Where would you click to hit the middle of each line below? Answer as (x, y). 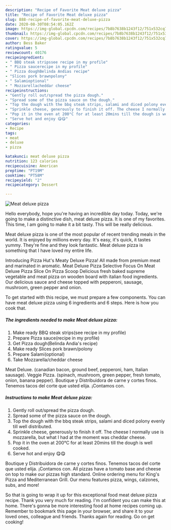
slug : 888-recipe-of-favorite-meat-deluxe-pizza (58, 19)
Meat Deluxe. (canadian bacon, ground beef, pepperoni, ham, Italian (77, 370)
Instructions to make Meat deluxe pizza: (49, 397)
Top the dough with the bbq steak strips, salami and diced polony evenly (89, 421)
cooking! (15, 522)
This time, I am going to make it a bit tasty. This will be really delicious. (79, 225)
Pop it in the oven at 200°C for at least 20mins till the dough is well (82, 443)
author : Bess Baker (26, 43)
